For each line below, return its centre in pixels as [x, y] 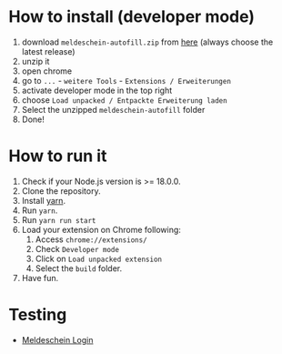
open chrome [47, 71]
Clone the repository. [61, 191]
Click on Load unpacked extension [99, 258]
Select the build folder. [79, 268]
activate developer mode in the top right [97, 90]
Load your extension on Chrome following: [101, 229]
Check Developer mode [77, 248]
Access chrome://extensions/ [91, 239]
